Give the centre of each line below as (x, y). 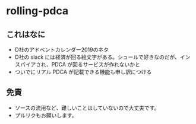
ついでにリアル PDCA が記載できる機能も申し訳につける (83, 72)
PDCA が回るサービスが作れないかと (96, 64)
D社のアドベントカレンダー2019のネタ (61, 50)
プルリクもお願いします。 (46, 115)
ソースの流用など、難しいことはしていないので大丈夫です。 (87, 107)
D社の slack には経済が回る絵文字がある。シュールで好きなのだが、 (97, 57)
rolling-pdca (37, 11)
